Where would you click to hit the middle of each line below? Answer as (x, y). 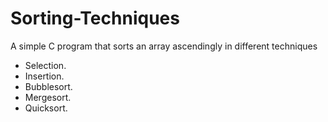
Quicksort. (46, 108)
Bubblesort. (48, 86)
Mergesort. (48, 97)
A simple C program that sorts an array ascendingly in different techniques (164, 46)
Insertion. (44, 76)
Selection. (45, 65)
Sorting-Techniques (95, 18)
